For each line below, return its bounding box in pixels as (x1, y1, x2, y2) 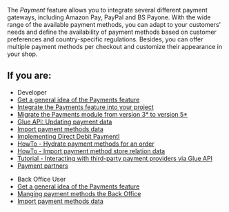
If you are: (7, 70, 52, 81)
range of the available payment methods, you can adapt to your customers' (7, 21, 221, 28)
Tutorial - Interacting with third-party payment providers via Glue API (17, 154, 212, 162)
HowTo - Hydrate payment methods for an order (17, 139, 155, 148)
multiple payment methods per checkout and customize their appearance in (7, 43, 223, 50)
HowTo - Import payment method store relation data (17, 146, 166, 155)
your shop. (7, 50, 38, 58)
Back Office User (17, 175, 66, 183)
